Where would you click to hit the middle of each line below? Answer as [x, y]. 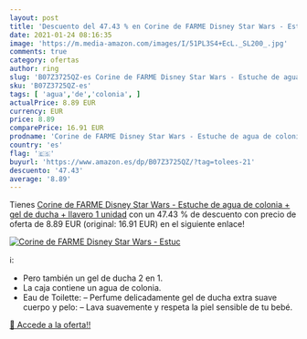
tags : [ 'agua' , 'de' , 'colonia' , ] [75, 94]
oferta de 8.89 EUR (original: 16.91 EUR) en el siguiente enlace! [127, 224]
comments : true [38, 52]
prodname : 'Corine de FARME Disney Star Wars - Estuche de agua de [141, 137]
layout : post [34, 18]
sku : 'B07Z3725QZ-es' [51, 86]
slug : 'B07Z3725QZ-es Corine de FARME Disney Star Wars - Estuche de [145, 77]
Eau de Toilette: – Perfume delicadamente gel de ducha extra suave [150, 298]
